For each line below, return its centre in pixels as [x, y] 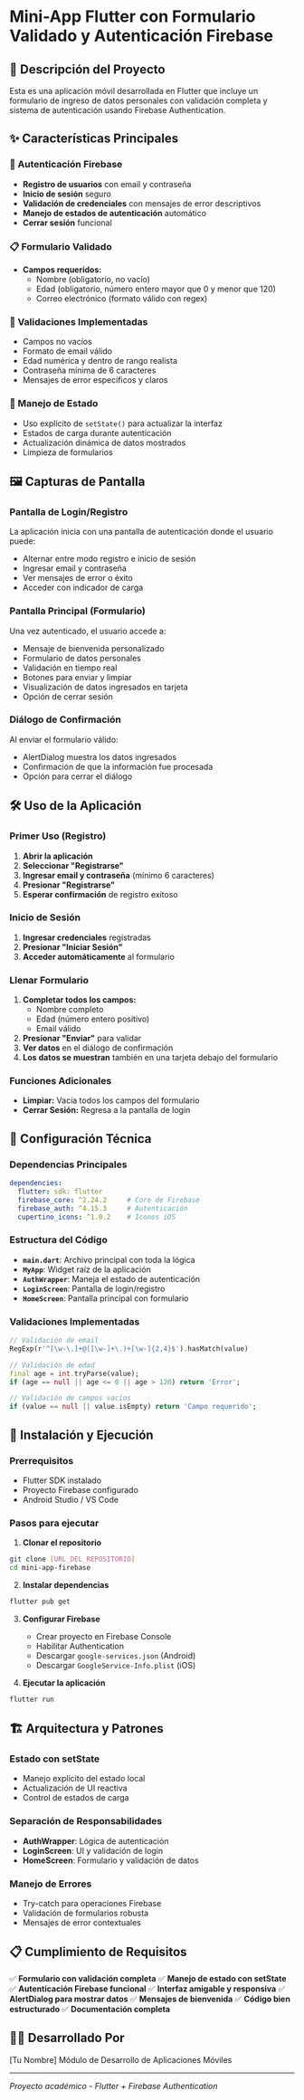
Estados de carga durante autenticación [97, 432]
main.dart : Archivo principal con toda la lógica [109, 1259]
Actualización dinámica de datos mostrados [104, 442]
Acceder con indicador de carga [83, 588]
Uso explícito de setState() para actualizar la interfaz [123, 423]
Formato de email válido [67, 351]
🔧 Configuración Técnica [81, 1139]
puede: [23, 541]
